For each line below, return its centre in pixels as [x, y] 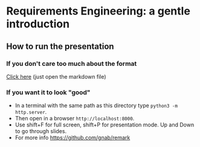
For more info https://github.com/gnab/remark [73, 138]
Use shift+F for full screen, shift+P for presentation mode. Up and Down [105, 125]
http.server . [31, 112]
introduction [38, 24]
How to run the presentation [60, 46]
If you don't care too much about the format [72, 64]
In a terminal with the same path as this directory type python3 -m [96, 106]
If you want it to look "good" [48, 92]
